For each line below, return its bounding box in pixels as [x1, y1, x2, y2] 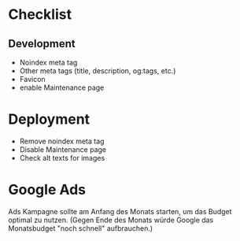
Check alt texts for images [19, 153, 105, 162]
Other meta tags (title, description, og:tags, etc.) [19, 66, 176, 76]
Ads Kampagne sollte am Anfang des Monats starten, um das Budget [8, 206, 232, 216]
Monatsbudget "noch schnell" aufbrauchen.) [8, 223, 153, 233]
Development [8, 37, 76, 50]
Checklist [8, 6, 72, 24]
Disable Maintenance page [19, 144, 107, 154]
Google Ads [8, 181, 87, 198]
